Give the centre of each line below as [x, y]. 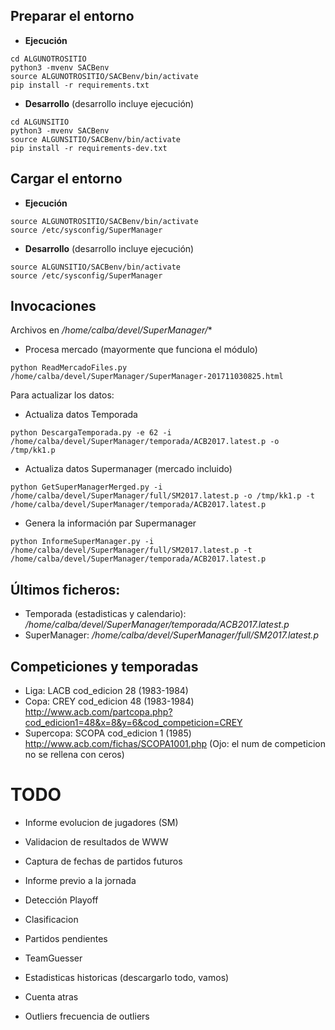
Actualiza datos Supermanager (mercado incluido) [128, 469]
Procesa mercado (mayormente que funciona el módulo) [141, 350]
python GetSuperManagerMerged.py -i [86, 487]
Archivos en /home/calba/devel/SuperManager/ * [111, 330]
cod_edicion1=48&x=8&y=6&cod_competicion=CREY [133, 723]
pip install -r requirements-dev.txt [89, 148]
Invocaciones [53, 306]
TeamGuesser [53, 958]
